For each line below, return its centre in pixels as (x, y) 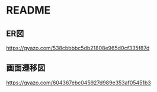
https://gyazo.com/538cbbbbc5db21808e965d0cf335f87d (78, 48)
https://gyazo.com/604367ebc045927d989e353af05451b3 (78, 83)
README (28, 10)
